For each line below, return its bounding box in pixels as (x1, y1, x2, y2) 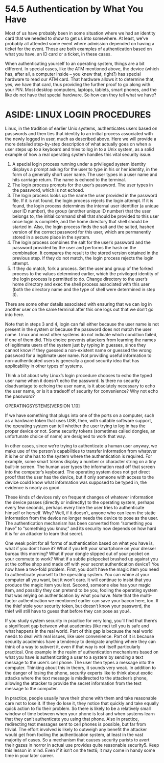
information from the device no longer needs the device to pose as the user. (5, 515, 159, 521)
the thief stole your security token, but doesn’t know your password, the (5, 603, 151, 609)
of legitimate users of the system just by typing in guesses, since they (5, 342, 146, 348)
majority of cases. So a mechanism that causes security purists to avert (5, 736, 150, 743)
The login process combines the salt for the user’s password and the (12, 239, 151, 245)
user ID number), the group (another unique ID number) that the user (12, 208, 151, 214)
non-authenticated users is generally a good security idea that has (5, 357, 140, 363)
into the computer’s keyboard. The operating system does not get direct (5, 469, 150, 475)
